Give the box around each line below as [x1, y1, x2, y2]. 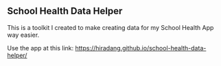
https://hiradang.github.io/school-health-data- [75, 44, 207, 52]
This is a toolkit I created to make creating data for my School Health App [7, 23, 214, 31]
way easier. [7, 31, 40, 39]
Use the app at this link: [7, 44, 74, 52]
